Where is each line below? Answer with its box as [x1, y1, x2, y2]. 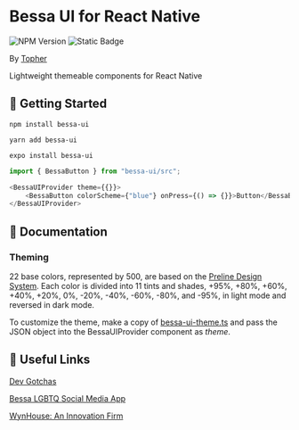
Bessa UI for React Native [9, 6, 201, 27]
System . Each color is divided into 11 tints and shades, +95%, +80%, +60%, [9, 280, 287, 291]
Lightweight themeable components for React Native [9, 70, 203, 81]
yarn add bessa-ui [9, 136, 77, 145]
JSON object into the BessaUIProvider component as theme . [9, 326, 231, 336]
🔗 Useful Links [9, 352, 91, 368]
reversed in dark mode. [9, 299, 95, 310]
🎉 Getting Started [9, 96, 108, 112]
